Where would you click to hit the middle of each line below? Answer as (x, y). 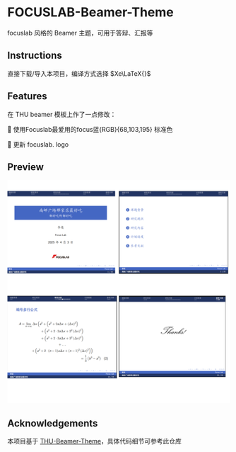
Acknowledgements (53, 423)
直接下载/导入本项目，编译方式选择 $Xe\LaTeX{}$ (79, 73)
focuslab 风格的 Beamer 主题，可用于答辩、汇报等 (80, 33)
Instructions (35, 56)
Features (27, 96)
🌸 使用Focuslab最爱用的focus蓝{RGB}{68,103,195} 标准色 (90, 129)
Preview (26, 167)
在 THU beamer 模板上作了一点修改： (62, 114)
